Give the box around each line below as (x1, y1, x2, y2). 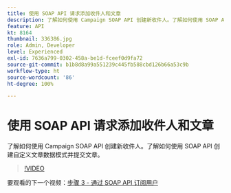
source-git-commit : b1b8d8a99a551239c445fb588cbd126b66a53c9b (7, 61, 189, 68)
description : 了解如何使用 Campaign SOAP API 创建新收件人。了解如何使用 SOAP (7, 16, 219, 23)
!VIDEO (23, 164, 45, 172)
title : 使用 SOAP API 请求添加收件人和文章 (7, 10, 122, 17)
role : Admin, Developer (7, 42, 76, 49)
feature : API (7, 23, 45, 30)
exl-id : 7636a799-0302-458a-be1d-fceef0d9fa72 (7, 55, 143, 62)
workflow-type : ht (7, 67, 60, 74)
